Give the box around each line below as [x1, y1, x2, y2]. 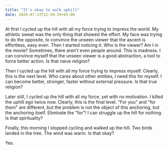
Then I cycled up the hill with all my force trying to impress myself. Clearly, [5, 67, 159, 73]
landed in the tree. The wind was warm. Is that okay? [5, 130, 114, 136]
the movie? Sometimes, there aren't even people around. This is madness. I [5, 47, 161, 53]
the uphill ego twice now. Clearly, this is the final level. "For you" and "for [5, 99, 156, 105]
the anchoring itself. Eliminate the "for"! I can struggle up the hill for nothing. [5, 109, 162, 116]
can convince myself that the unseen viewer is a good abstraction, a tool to [5, 52, 160, 58]
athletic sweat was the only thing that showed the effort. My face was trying [5, 31, 162, 37]
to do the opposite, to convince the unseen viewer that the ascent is [5, 36, 146, 43]
